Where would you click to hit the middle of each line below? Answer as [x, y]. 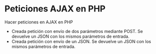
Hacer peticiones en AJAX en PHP [39, 22]
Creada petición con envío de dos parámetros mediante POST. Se [77, 31]
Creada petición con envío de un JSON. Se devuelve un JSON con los [81, 41]
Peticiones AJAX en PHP [55, 9]
